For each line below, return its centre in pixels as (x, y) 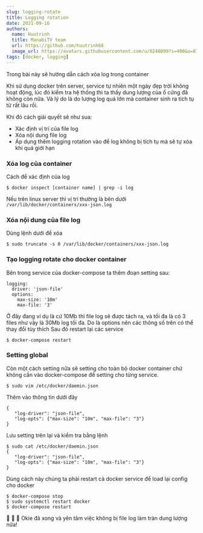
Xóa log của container (39, 163)
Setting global (27, 355)
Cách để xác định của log (38, 177)
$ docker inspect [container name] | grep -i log (70, 188)
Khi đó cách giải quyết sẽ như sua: (49, 117)
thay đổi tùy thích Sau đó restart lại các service (65, 329)
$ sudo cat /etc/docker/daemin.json (52, 446)
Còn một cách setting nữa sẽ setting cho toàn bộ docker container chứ (94, 368)
